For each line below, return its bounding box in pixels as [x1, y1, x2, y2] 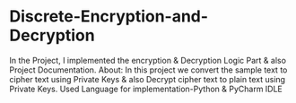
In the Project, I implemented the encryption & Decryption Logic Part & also [9, 55, 287, 65]
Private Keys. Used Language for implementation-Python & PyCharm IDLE [9, 83, 283, 94]
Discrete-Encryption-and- [9, 6, 209, 27]
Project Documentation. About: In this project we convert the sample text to [9, 64, 288, 75]
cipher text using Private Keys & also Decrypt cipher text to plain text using [9, 73, 285, 84]
